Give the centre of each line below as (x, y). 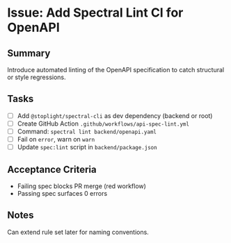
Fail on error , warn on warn (56, 139)
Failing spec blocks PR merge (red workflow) (81, 186)
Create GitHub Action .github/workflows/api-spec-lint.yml (103, 124)
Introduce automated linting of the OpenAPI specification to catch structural (116, 70)
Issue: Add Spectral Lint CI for (95, 13)
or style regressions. (37, 77)
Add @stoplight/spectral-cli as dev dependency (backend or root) (115, 115)
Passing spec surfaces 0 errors (62, 193)
